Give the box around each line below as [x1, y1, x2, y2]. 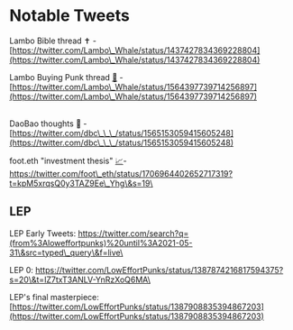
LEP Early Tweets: [9, 227, 77, 239]
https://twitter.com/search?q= [78, 227, 189, 239]
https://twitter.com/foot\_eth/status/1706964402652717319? [9, 168, 233, 179]
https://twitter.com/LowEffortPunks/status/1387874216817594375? [35, 264, 284, 275]
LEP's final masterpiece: [9, 291, 99, 302]
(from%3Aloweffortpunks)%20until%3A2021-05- [9, 237, 193, 248]
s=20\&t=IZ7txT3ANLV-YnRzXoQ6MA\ [9, 274, 151, 285]
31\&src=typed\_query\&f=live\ [9, 247, 124, 258]
